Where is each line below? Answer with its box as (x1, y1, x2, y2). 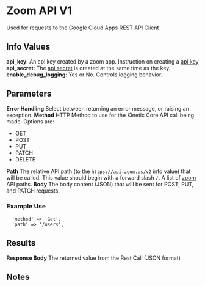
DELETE (15, 155, 36, 163)
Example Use (6, 202, 46, 211)
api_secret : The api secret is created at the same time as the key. (6, 64, 171, 71)
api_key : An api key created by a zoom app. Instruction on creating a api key (6, 57, 199, 65)
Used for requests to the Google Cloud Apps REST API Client (6, 24, 159, 31)
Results (6, 238, 36, 248)
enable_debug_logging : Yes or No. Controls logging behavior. (6, 71, 163, 78)
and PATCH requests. (6, 187, 60, 194)
